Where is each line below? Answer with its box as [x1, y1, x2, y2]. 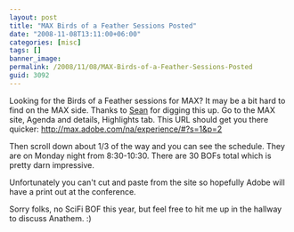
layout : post [9, 12, 58, 22]
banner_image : [9, 54, 62, 63]
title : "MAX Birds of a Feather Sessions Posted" [9, 21, 198, 30]
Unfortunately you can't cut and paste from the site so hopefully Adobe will [9, 177, 285, 188]
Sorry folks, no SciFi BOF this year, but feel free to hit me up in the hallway [9, 204, 282, 214]
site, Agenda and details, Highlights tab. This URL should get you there [9, 114, 269, 124]
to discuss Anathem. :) [9, 212, 92, 223]
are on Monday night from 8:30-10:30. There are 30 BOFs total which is [9, 150, 272, 161]
